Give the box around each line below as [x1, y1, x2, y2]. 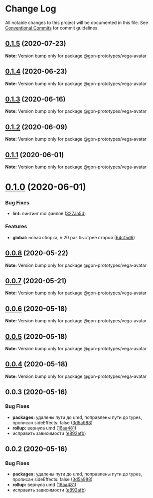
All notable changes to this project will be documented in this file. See [5, 20, 149, 26]
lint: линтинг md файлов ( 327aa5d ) [12, 211, 86, 217]
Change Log [5, 3, 56, 15]
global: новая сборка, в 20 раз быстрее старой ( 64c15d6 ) [12, 234, 136, 240]
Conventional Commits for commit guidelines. [5, 25, 99, 31]
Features [5, 223, 27, 230]
